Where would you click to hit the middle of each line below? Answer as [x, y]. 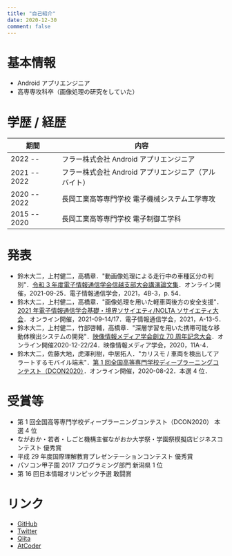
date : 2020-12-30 [32, 20]
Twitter [27, 531]
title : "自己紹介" [32, 13]
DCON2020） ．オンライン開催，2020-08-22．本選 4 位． [129, 371]
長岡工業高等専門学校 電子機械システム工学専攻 [139, 199]
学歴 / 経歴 [37, 122]
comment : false [29, 26]
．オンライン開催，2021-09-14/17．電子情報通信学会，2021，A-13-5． [124, 319]
